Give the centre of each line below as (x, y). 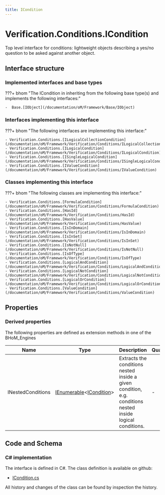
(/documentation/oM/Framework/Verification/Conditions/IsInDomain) (76, 232)
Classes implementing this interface (49, 182)
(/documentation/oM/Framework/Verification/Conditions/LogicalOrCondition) (84, 284)
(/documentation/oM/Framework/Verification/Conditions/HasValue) (73, 223)
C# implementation (28, 458)
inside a (128, 377)
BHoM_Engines (20, 338)
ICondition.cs (26, 478)
